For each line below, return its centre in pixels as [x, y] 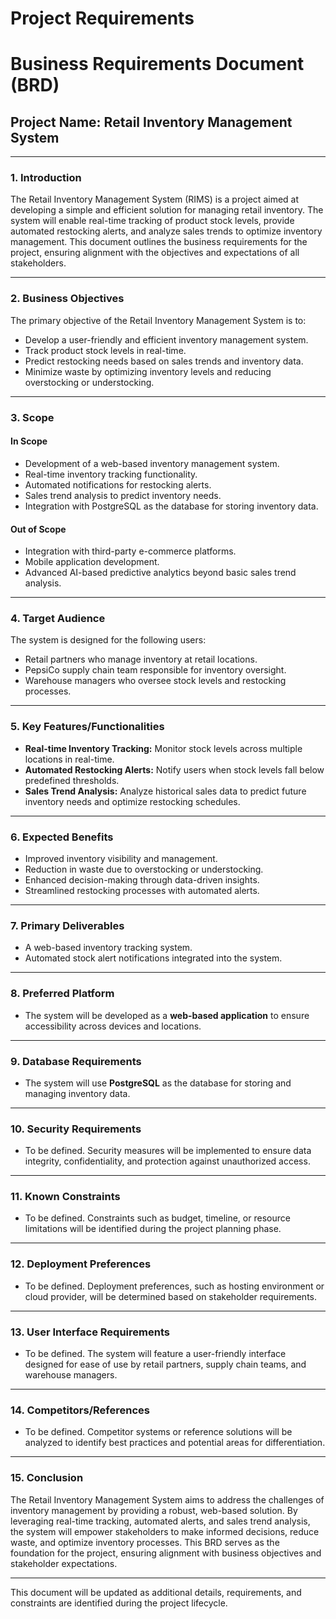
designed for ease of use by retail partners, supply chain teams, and [165, 1364]
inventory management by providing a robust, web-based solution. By [154, 1510]
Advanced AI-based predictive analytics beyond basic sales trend [160, 573]
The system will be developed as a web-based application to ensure [167, 1015]
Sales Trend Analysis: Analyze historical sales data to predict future [165, 791]
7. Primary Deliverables [67, 925]
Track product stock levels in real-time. [105, 350]
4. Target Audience [58, 619]
